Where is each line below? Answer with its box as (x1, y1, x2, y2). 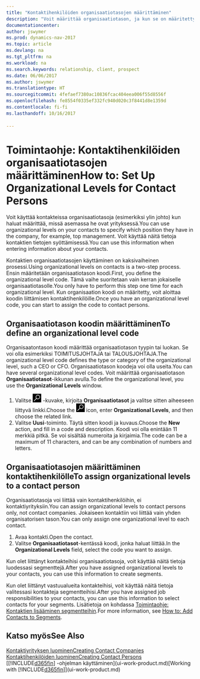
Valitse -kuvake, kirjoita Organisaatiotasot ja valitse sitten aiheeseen (14, 397, 194, 404)
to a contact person (6, 481, 80, 491)
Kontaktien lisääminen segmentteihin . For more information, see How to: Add (6, 607, 193, 615)
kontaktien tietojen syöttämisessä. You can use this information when (6, 239, 174, 246)
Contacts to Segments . (6, 614, 62, 621)
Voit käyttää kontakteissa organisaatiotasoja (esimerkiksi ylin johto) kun (6, 214, 182, 221)
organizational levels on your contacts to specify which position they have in (6, 226, 193, 233)
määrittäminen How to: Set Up (6, 168, 155, 182)
